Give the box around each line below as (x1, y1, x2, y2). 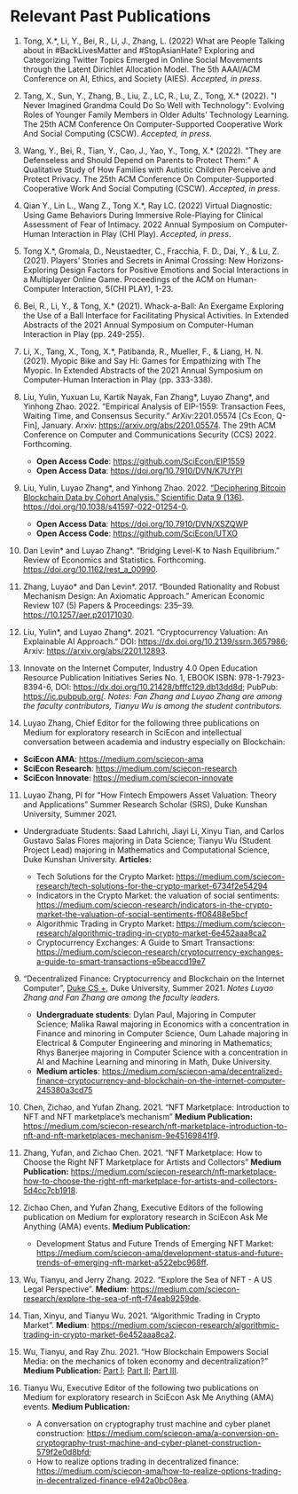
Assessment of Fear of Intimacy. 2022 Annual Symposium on (22, 219, 247, 230)
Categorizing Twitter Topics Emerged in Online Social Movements (22, 54, 263, 65)
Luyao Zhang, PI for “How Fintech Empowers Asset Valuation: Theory (22, 790, 278, 800)
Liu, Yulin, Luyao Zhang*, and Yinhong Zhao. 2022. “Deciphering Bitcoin (22, 482, 286, 493)
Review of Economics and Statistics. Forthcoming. (22, 554, 207, 565)
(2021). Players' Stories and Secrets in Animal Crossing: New (22, 255, 246, 265)
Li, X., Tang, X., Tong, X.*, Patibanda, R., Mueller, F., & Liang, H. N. (22, 346, 263, 357)
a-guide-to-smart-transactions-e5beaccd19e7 (35, 955, 207, 966)
